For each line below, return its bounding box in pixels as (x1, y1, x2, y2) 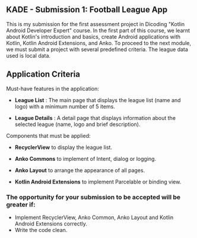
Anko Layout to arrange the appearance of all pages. (14, 166, 145, 174)
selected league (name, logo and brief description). (14, 120, 141, 128)
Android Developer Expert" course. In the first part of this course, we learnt (6, 27, 190, 34)
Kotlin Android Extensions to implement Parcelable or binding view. (14, 178, 182, 185)
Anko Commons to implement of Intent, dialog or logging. (14, 155, 156, 162)
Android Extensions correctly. (14, 220, 88, 227)
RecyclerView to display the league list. (14, 144, 113, 151)
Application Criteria (6, 69, 80, 80)
